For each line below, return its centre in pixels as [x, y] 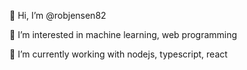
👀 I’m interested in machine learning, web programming [123, 34]
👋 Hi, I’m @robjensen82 [58, 15]
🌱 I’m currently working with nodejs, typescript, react [118, 54]
